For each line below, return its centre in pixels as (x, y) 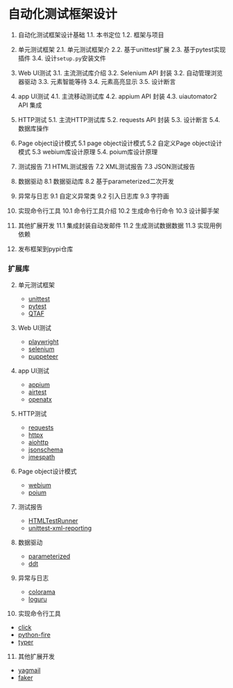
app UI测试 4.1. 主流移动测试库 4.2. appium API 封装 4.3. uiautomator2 (118, 96)
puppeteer (43, 356)
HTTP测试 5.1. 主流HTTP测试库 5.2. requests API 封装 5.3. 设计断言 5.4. (119, 119)
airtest (37, 392)
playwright (43, 342)
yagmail (29, 671)
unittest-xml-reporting (60, 528)
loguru (37, 599)
